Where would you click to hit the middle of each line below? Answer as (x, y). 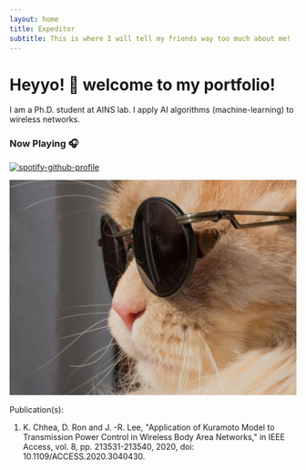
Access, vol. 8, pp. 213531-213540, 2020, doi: (108, 446)
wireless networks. (45, 119)
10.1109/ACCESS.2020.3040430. (84, 456)
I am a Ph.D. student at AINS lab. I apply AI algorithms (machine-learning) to (152, 110)
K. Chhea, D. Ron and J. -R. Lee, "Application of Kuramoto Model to (148, 427)
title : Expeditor (42, 29)
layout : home (34, 19)
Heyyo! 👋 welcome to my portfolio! (143, 84)
